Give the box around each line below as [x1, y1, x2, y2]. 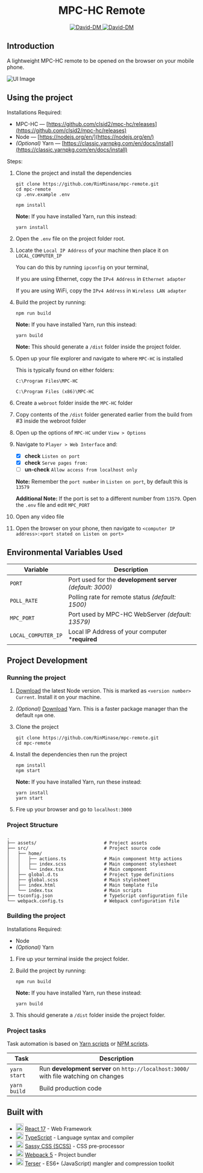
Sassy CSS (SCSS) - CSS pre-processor [24, 1142, 125, 1149]
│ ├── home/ [7, 851, 43, 857]
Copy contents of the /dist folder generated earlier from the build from [15, 410, 193, 418]
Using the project [7, 93, 73, 103]
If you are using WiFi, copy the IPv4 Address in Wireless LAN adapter [15, 287, 187, 294]
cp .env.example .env [15, 191, 70, 198]
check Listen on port [24, 452, 80, 459]
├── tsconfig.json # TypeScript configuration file [7, 893, 188, 899]
